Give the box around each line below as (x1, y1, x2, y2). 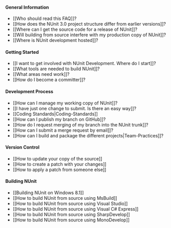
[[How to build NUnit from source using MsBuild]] (12, 195, 117, 201)
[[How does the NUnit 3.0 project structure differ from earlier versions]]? (12, 21, 166, 27)
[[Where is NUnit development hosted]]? (12, 37, 98, 44)
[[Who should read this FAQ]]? (12, 15, 77, 22)
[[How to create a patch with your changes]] (12, 161, 106, 167)
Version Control (5, 144, 40, 151)
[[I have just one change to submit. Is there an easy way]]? (12, 105, 137, 111)
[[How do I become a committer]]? (12, 77, 85, 83)
